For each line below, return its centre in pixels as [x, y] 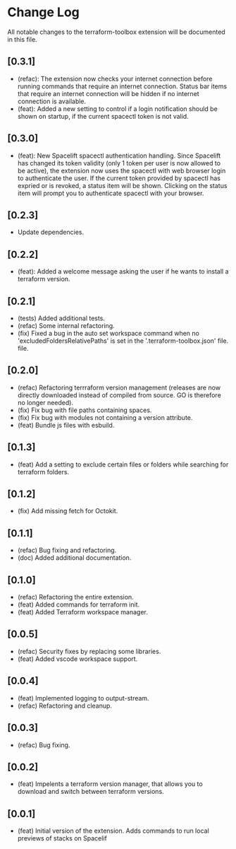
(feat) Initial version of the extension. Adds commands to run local [113, 831]
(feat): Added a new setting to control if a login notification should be [118, 109]
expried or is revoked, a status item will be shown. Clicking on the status [122, 185]
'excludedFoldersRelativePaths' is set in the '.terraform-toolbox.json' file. [123, 341]
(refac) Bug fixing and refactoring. [67, 550]
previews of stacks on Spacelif [62, 838]
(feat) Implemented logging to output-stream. [83, 698]
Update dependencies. [51, 232]
